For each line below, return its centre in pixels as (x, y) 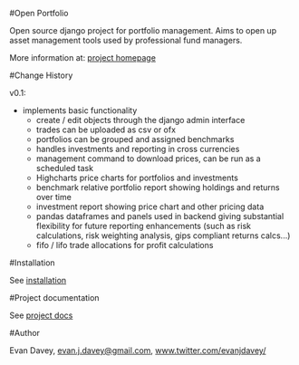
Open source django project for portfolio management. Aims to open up (143, 30)
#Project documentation (54, 298)
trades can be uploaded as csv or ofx (106, 130)
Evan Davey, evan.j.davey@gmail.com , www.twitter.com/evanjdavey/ (138, 351)
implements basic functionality (80, 110)
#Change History (41, 75)
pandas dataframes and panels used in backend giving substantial (160, 216)
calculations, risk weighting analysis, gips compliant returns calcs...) (163, 235)
